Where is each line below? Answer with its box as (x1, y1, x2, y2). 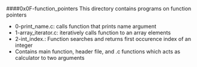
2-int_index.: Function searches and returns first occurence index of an (14, 36, 191, 42)
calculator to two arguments (14, 55, 85, 61)
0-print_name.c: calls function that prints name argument (14, 23, 157, 30)
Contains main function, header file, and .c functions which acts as (14, 48, 181, 55)
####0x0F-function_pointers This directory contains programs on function (6, 5, 192, 12)
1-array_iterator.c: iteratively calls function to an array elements (14, 29, 171, 36)
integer (14, 42, 33, 49)
